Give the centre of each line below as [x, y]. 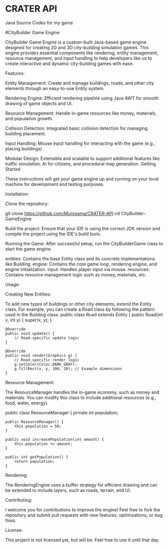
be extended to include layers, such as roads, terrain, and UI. [68, 490]
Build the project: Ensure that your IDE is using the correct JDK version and [83, 228]
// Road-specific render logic [47, 360]
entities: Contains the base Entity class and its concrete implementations [80, 258]
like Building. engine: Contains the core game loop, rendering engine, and [81, 264]
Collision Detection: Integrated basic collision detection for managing [76, 128]
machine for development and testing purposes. [55, 184]
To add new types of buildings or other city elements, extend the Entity [78, 304]
